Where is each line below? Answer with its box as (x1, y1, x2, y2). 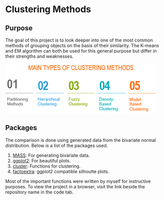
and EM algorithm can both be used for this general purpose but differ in (5, 48, 157, 54)
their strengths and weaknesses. (5, 53, 74, 59)
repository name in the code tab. (5, 189, 74, 195)
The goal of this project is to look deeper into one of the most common (5, 37, 153, 43)
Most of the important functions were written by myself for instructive (5, 178, 151, 184)
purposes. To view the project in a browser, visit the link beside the (5, 183, 146, 189)
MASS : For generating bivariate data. (12, 152, 90, 158)
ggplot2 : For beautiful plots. (12, 157, 71, 164)
